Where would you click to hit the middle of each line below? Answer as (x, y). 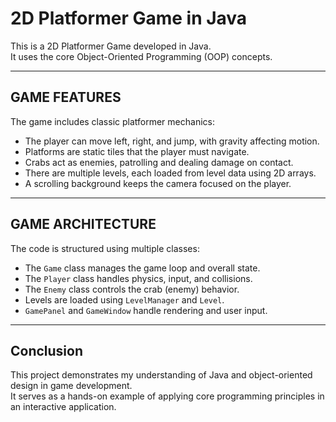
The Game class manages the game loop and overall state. (142, 268)
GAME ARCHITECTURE (83, 224)
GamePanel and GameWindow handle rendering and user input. (146, 310)
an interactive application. (63, 407)
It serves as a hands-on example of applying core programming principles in (167, 396)
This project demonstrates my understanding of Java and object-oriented (161, 375)
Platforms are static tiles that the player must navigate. (137, 151)
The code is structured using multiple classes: (105, 248)
